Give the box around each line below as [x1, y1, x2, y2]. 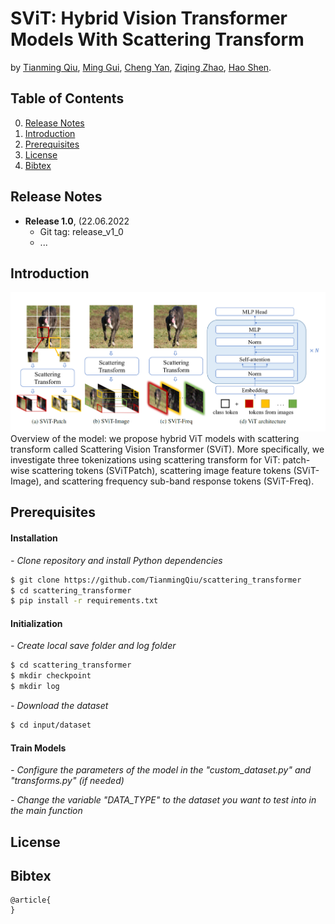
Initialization [10, 617, 63, 629]
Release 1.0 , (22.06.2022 [24, 215, 130, 227]
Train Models [10, 742, 67, 754]
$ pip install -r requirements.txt [10, 596, 159, 606]
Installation [10, 532, 58, 544]
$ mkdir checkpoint [10, 671, 92, 681]
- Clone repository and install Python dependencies [10, 554, 223, 566]
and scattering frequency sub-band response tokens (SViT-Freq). [43, 475, 315, 487]
